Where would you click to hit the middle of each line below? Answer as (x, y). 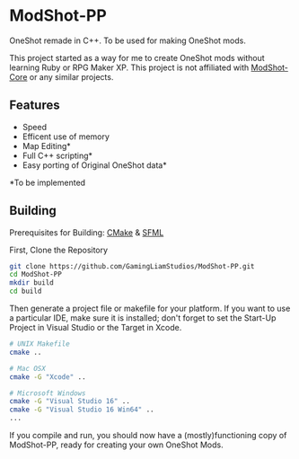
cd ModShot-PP (36, 275)
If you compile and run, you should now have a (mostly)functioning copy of (148, 436)
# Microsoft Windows (48, 393)
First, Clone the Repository (59, 250)
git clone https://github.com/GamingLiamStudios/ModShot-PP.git (132, 266)
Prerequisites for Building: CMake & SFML (87, 232)
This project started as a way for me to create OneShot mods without (137, 57)
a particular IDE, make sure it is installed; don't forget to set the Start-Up (143, 318)
